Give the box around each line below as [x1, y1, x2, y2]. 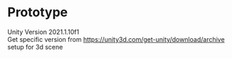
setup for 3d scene [7, 42, 63, 51]
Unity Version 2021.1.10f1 [7, 28, 80, 36]
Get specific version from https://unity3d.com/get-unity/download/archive [7, 35, 226, 43]
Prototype [7, 4, 68, 21]
